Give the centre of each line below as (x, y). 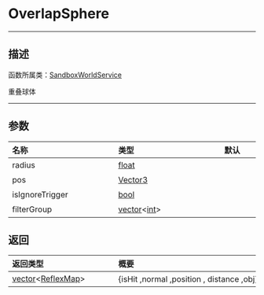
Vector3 (133, 179)
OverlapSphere (59, 14)
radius (24, 164)
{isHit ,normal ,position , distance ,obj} (188, 279)
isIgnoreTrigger (40, 194)
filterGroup (32, 209)
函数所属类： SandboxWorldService (65, 75)
